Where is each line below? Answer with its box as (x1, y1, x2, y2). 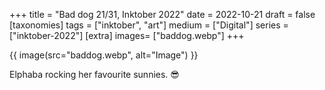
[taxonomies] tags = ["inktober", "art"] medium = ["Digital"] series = (9, 19, 289, 31)
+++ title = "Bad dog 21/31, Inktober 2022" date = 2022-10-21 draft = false (9, 9, 316, 20)
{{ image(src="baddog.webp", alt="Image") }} (9, 49, 199, 61)
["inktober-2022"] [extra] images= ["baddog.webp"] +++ (9, 30, 245, 41)
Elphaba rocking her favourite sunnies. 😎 (9, 69, 180, 80)
